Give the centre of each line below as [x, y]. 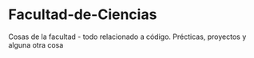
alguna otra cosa [36, 44]
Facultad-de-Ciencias [83, 15]
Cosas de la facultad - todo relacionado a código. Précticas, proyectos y [127, 37]
